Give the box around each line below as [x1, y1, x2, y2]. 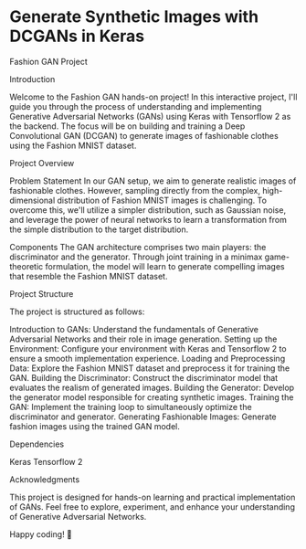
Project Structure [9, 288, 74, 299]
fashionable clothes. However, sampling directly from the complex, [9, 185, 260, 195]
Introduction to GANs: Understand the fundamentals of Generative [9, 323, 259, 334]
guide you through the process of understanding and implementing [9, 100, 262, 111]
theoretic [9, 260, 44, 271]
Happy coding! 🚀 [9, 528, 73, 540]
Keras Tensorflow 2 [9, 456, 83, 467]
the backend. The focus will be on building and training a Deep [9, 121, 246, 132]
